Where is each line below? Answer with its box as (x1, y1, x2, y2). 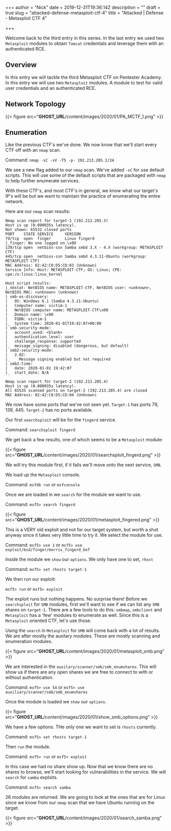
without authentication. (5, 674, 54, 681)
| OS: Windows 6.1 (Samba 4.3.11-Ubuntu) (5, 299, 100, 304)
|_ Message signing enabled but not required (5, 357, 111, 362)
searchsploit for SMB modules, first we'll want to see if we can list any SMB (5, 601, 160, 607)
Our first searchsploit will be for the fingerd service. (5, 417, 116, 423)
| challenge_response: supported (5, 339, 81, 344)
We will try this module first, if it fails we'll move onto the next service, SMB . (5, 462, 162, 468)
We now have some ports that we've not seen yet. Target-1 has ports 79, (5, 401, 159, 408)
